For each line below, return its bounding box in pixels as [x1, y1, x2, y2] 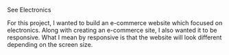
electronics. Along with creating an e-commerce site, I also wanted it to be [7, 26, 217, 34]
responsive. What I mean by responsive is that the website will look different [7, 33, 222, 41]
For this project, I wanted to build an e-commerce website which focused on [7, 19, 223, 26]
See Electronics [7, 6, 51, 14]
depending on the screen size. [7, 41, 93, 48]
